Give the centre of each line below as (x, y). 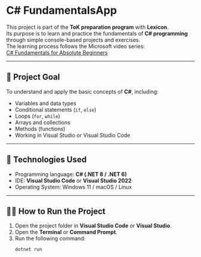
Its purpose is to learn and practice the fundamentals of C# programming (97, 33)
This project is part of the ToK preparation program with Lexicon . (87, 27)
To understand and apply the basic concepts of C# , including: (82, 91)
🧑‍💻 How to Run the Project (56, 211)
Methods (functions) (40, 128)
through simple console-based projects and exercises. (73, 40)
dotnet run (28, 250)
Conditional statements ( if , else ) (56, 109)
